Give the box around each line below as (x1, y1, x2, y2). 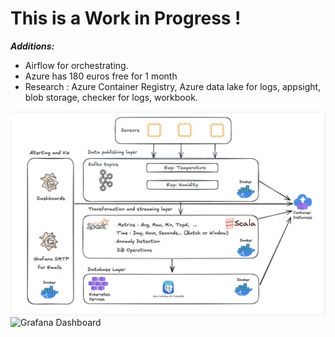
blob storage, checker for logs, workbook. (24, 91, 198, 103)
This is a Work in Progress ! (10, 7, 242, 30)
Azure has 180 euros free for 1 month (24, 70, 178, 82)
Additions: (10, 40, 55, 52)
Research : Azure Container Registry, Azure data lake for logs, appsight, (24, 80, 322, 92)
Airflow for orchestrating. (24, 59, 129, 71)
